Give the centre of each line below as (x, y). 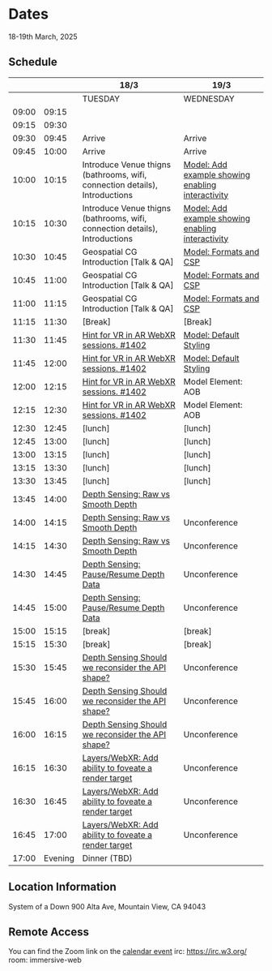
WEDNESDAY (209, 98)
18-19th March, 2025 (43, 37)
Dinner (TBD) (107, 858)
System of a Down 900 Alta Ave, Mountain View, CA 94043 (107, 906)
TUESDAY (101, 98)
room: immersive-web (45, 960)
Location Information (62, 887)
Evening (59, 858)
